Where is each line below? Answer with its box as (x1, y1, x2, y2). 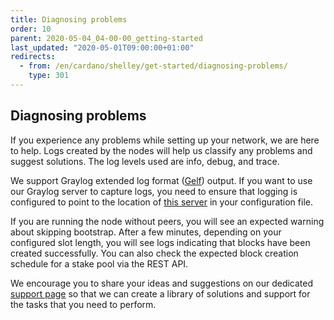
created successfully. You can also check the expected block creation (10, 247, 299, 259)
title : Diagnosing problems (10, 14, 128, 25)
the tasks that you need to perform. (10, 298, 157, 310)
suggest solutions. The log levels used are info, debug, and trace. (10, 155, 280, 167)
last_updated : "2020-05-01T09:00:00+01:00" (10, 42, 195, 53)
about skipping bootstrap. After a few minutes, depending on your (10, 226, 282, 238)
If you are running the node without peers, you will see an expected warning (10, 215, 325, 227)
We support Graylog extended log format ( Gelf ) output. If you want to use (10, 174, 313, 186)
